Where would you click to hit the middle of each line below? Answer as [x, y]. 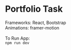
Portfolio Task [34, 9]
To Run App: [18, 38]
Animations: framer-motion [32, 27]
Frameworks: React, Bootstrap [35, 23]
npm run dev [17, 43]
